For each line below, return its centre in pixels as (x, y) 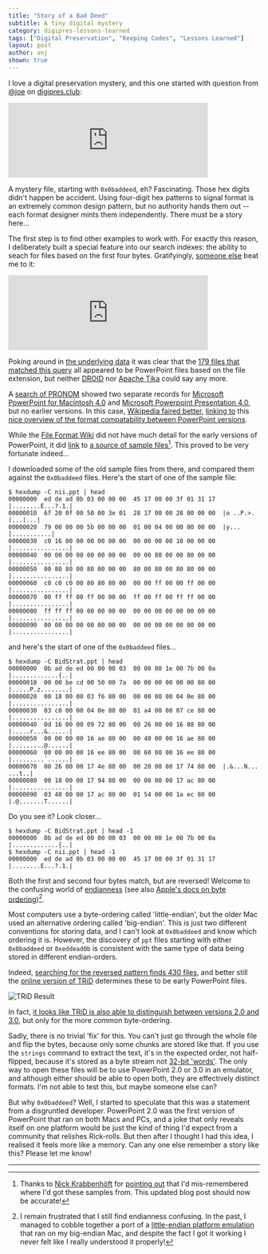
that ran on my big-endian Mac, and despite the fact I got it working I (133, 1233)
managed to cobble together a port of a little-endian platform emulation (137, 1225)
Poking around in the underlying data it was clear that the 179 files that (124, 361)
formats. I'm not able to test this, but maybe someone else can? (113, 1087)
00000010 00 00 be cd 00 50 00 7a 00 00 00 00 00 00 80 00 (112, 682)
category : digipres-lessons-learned (69, 30)
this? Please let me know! (50, 1153)
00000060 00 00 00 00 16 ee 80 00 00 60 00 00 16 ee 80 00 (112, 753)
